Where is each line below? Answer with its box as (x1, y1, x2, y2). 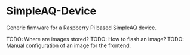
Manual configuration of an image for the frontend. (6, 42, 131, 49)
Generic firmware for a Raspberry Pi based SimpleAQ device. (6, 24, 157, 31)
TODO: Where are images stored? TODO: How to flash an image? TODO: (6, 35, 184, 42)
